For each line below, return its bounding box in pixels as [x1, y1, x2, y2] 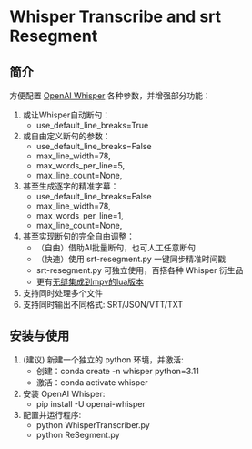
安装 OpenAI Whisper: [22, 388, 106, 399]
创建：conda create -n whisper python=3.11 [35, 365, 200, 376]
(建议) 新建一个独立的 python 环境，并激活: [22, 353, 184, 365]
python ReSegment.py [35, 429, 120, 440]
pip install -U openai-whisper [35, 398, 146, 409]
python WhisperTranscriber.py [35, 419, 150, 430]
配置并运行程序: [22, 409, 82, 420]
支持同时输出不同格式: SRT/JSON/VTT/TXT [22, 299, 184, 310]
